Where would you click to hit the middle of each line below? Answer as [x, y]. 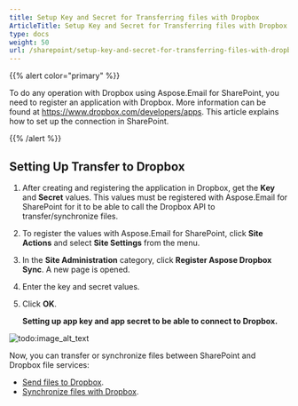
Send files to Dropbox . [63, 382]
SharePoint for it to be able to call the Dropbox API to [118, 206]
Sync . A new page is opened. [76, 269]
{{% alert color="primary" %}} [65, 76]
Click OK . [39, 304]
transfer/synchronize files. [70, 216]
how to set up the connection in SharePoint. [89, 122]
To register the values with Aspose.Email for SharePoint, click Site [142, 233]
